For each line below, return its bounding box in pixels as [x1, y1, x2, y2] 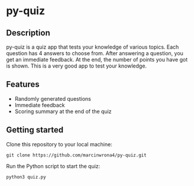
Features [6, 79, 40, 89]
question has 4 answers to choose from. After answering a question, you [6, 50, 183, 57]
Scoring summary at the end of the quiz [14, 108, 112, 115]
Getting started [6, 125, 64, 135]
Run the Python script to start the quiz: [6, 162, 101, 169]
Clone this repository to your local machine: [6, 140, 112, 147]
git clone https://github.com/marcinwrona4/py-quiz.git [6, 152, 147, 158]
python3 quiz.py [6, 174, 46, 180]
